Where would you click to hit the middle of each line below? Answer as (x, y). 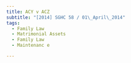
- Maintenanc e (31, 46)
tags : (13, 23)
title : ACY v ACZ (28, 12)
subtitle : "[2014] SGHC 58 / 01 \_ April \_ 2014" (66, 17)
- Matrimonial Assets (39, 34)
